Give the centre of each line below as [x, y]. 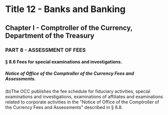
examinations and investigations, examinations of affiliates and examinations [84, 97]
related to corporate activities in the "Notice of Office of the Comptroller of [82, 102]
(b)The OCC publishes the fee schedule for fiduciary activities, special [78, 91]
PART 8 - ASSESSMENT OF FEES [46, 50]
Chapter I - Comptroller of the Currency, [69, 28]
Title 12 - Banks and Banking [65, 9]
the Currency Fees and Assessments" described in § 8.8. [64, 107]
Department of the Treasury [50, 35]
